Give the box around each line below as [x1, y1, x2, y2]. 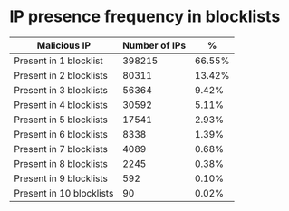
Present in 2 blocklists [14, 69, 109, 82]
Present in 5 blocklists [14, 113, 109, 126]
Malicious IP [36, 39, 92, 52]
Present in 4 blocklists [14, 98, 109, 110]
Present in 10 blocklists [14, 187, 114, 199]
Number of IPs [121, 39, 187, 52]
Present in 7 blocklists [14, 142, 109, 155]
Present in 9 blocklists [14, 172, 109, 185]
